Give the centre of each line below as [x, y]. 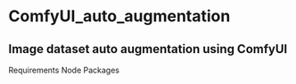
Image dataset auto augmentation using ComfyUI [148, 49]
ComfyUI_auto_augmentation [119, 16]
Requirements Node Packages [64, 70]
